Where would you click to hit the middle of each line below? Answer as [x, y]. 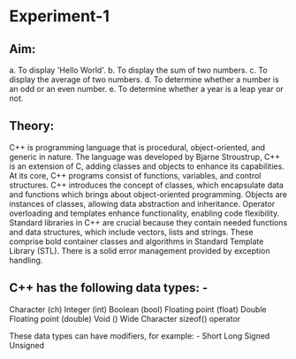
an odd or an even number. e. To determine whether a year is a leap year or [147, 89]
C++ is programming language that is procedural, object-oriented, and [137, 147]
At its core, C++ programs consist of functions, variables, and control [135, 175]
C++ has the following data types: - [109, 288]
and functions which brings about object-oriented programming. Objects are [148, 194]
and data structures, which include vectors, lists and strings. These [131, 232]
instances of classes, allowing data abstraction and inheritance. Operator [142, 203]
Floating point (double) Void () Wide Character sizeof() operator [125, 318]
